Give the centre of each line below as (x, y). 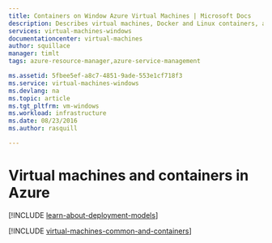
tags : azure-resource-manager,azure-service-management (104, 62)
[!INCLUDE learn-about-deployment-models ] (83, 215)
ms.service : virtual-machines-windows (74, 83)
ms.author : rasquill (43, 129)
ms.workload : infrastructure (57, 113)
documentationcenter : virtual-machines (76, 38)
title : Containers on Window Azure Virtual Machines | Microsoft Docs (130, 16)
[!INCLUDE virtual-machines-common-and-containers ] (100, 231)
